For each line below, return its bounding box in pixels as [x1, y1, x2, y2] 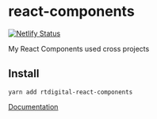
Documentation [8, 102, 59, 111]
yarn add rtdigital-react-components [8, 88, 133, 96]
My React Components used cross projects [8, 44, 150, 53]
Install [8, 67, 40, 81]
